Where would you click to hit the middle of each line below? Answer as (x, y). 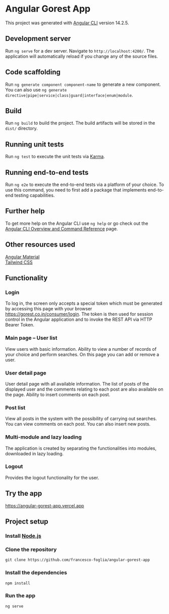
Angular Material (22, 257)
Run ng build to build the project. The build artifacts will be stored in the (80, 123)
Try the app (24, 493)
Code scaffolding (33, 72)
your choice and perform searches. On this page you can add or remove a (82, 354)
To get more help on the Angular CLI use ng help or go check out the (77, 223)
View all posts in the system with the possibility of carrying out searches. (81, 419)
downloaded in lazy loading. (35, 453)
